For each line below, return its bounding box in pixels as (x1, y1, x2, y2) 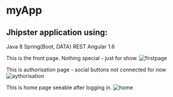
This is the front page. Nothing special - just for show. (6, 55, 138, 61)
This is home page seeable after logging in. (6, 84, 112, 91)
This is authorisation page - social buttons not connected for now (6, 66, 166, 73)
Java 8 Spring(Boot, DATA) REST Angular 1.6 (6, 43, 115, 50)
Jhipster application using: (6, 27, 108, 37)
